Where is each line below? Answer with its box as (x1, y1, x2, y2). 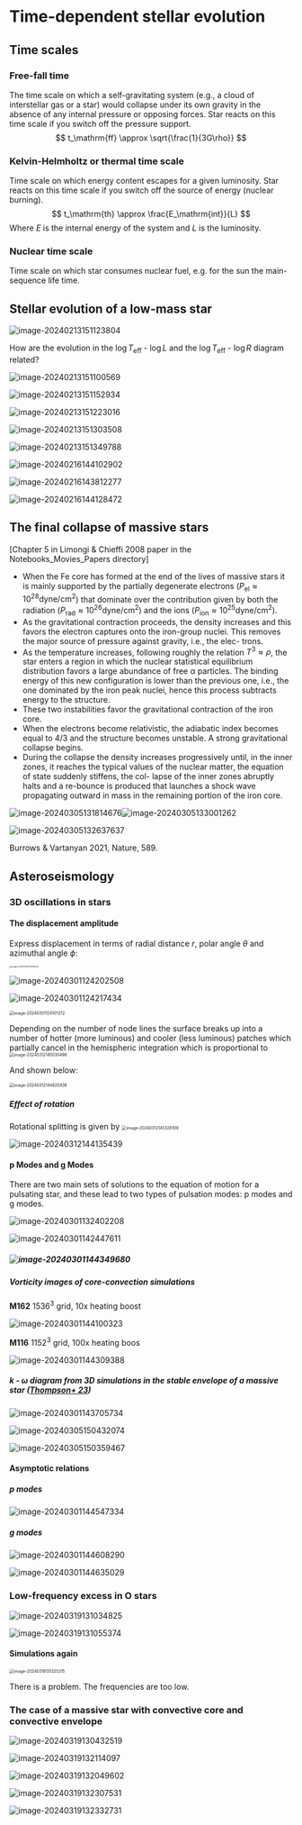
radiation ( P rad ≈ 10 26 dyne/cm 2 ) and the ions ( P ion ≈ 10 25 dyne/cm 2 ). (22, 604, 278, 618)
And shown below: (9, 1065, 78, 1076)
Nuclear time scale (9, 245, 93, 258)
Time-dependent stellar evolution (9, 6, 266, 27)
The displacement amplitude (9, 918, 120, 929)
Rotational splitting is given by (9, 1121, 120, 1131)
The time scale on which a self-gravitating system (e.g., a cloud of (9, 89, 254, 100)
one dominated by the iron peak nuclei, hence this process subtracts (22, 685, 277, 695)
